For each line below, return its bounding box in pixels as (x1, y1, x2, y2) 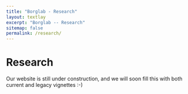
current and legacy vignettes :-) (6, 82, 83, 89)
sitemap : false (6, 25, 43, 31)
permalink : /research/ (6, 31, 62, 36)
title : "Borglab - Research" (6, 8, 78, 15)
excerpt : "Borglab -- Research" (6, 19, 85, 25)
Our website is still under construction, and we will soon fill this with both (6, 75, 183, 82)
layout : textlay (6, 14, 46, 20)
